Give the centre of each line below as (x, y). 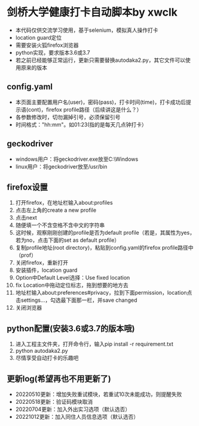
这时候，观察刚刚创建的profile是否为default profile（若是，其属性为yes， (105, 233)
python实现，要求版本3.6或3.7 (53, 52)
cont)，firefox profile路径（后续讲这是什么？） (85, 109)
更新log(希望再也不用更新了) (59, 379)
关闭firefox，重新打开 (42, 263)
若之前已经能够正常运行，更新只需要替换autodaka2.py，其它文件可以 (100, 60)
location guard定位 (39, 37)
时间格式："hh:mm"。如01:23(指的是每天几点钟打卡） (81, 124)
